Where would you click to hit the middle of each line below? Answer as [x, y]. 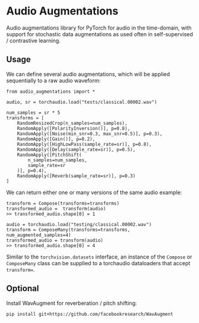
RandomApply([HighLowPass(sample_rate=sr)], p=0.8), [84, 144]
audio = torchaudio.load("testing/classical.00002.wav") [79, 224]
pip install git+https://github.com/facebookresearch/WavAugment [90, 314]
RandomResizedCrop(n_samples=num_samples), [72, 123]
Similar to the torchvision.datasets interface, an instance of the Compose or [99, 257]
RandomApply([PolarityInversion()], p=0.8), [74, 128]
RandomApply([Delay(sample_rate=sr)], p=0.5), [76, 149]
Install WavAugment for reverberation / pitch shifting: [72, 303]
